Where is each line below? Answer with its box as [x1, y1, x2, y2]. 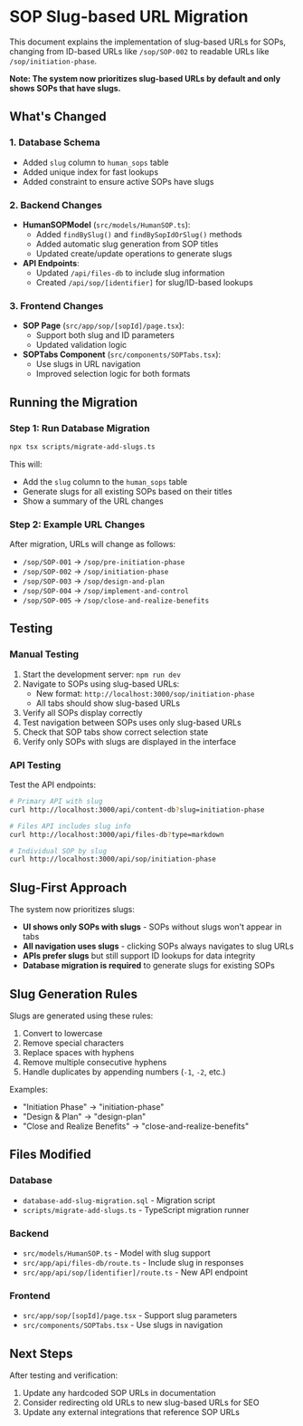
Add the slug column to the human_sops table [22, 476, 188, 487]
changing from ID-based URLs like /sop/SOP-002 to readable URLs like [9, 45, 270, 56]
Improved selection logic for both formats [35, 369, 191, 380]
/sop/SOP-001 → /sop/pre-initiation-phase [22, 556, 185, 567]
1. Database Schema [9, 136, 101, 149]
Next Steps [9, 1345, 73, 1361]
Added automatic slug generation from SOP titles [35, 238, 219, 249]
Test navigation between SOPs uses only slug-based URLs [22, 717, 241, 727]
